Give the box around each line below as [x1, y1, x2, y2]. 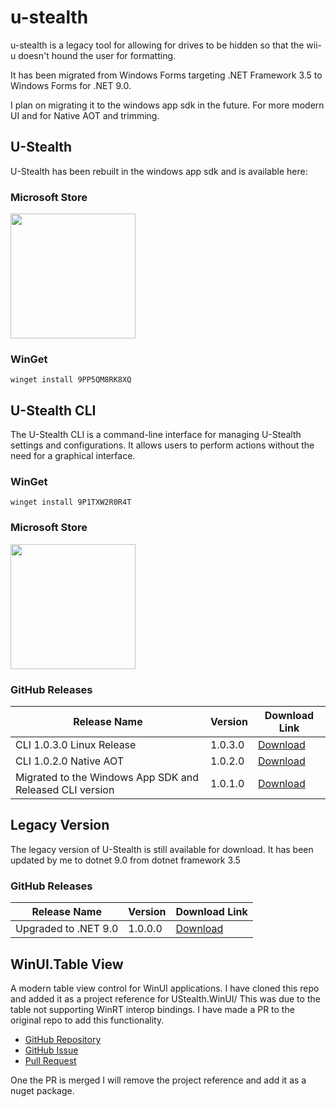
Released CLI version [15, 783, 115, 797]
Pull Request [24, 1054, 77, 1066]
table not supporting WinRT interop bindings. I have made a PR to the [10, 1003, 295, 1015]
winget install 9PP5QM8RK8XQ [10, 375, 132, 385]
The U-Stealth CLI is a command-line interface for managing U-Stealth [10, 429, 302, 441]
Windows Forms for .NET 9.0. [10, 79, 132, 91]
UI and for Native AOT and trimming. [10, 109, 160, 121]
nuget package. [10, 1084, 75, 1096]
